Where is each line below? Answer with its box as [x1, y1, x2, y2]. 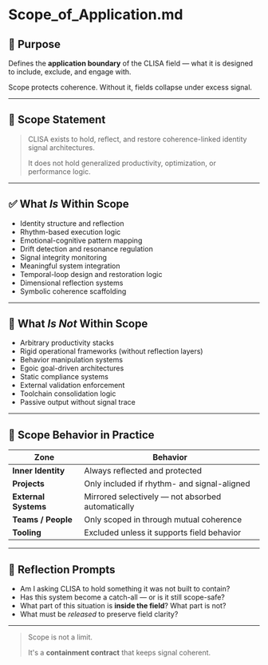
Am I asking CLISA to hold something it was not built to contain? [19, 584, 231, 594]
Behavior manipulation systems [19, 355, 124, 365]
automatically [84, 501, 135, 513]
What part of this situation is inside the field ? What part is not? [19, 601, 227, 611]
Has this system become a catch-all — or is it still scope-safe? [19, 592, 225, 602]
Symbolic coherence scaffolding [19, 286, 127, 296]
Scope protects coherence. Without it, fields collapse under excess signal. [8, 82, 253, 92]
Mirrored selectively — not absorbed [84, 491, 222, 502]
